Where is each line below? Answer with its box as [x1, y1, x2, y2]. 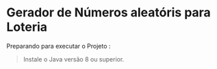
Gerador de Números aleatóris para [6, 5, 212, 20]
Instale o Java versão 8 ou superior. [23, 55, 125, 63]
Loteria [6, 19, 48, 35]
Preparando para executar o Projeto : [6, 42, 111, 50]
